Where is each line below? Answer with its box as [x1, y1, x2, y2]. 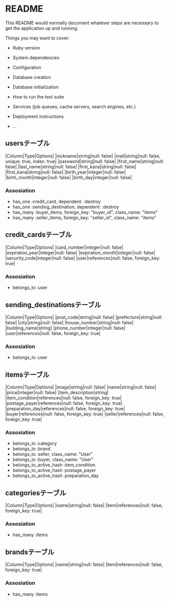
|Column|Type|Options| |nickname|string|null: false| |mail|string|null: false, [5, 153, 161, 159]
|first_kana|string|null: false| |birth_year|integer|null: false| [5, 169, 126, 175]
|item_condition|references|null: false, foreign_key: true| [5, 395, 122, 401]
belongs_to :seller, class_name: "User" [12, 451, 93, 457]
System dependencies [12, 54, 60, 61]
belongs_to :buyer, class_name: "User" [12, 456, 94, 463]
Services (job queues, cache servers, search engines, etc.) [12, 103, 136, 109]
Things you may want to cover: [5, 35, 70, 41]
